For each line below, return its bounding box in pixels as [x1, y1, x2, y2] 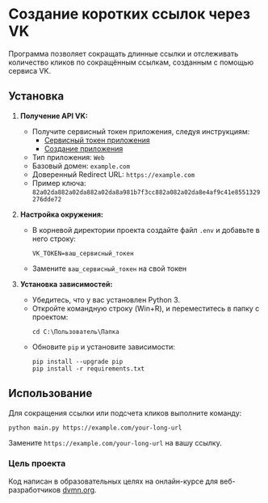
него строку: [31, 234, 77, 243]
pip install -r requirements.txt [31, 365, 145, 373]
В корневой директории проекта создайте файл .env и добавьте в [31, 225, 260, 235]
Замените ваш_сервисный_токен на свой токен [31, 264, 187, 273]
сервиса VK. [8, 66, 51, 75]
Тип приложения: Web [31, 152, 105, 162]
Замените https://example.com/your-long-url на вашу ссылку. [8, 437, 222, 447]
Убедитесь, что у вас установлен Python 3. [31, 294, 180, 304]
